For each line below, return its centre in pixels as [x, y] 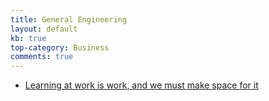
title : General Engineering [69, 19]
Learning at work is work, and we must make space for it [141, 85]
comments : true [42, 57]
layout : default [44, 29]
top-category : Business [60, 47]
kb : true [28, 38]
